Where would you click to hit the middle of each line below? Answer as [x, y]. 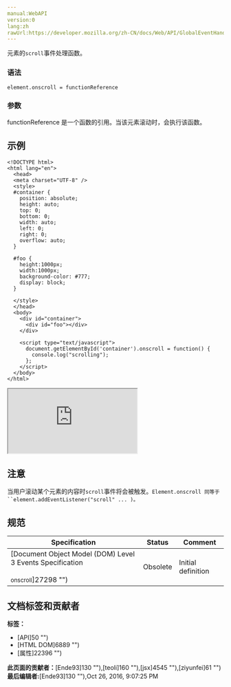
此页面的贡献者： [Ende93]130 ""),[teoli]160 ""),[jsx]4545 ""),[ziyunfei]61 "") [114, 668]
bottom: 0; [35, 216]
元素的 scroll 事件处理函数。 [46, 53]
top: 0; [30, 210]
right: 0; [34, 235]
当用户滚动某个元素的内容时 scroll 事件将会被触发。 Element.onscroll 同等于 [113, 492]
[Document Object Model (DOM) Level [73, 554]
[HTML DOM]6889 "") [48, 645]
